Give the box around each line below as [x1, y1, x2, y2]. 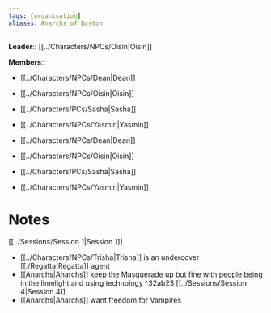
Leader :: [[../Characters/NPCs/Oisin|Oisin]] [8, 41, 152, 51]
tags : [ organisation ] [8, 11, 82, 20]
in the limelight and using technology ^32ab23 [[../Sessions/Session [19, 278, 248, 288]
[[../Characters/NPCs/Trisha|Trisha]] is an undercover [19, 252, 200, 262]
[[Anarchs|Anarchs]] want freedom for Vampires [19, 295, 182, 305]
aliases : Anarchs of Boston [8, 19, 104, 27]
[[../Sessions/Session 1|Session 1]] [8, 237, 123, 247]
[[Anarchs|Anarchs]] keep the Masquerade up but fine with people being [19, 269, 263, 279]
